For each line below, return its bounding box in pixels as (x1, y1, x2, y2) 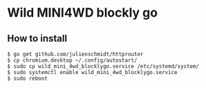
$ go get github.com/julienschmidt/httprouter (7, 51, 144, 58)
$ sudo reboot (7, 75, 48, 82)
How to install (7, 33, 68, 44)
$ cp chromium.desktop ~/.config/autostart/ (7, 57, 138, 64)
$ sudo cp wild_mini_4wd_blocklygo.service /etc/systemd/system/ (7, 63, 199, 70)
